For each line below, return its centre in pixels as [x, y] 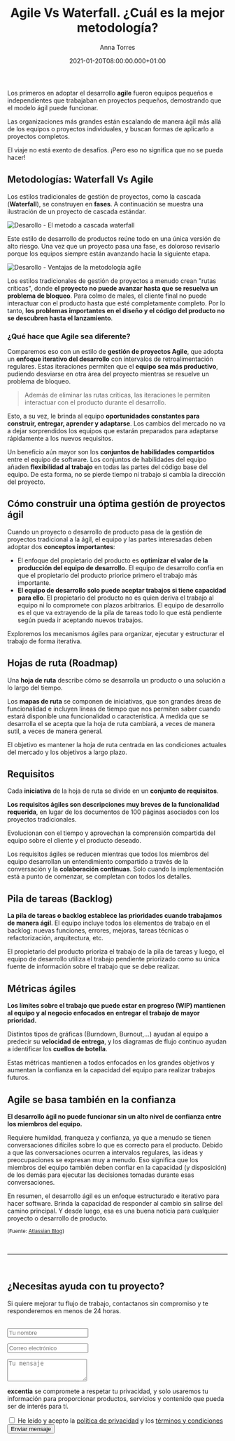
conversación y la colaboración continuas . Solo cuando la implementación [115, 869]
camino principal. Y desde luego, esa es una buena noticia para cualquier [113, 1211]
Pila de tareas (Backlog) [60, 899]
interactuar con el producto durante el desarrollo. [95, 402]
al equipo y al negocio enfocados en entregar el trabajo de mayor [104, 1013]
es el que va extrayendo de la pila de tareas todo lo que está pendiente [120, 612]
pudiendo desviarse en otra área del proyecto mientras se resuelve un [108, 374]
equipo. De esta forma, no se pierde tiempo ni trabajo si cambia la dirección [116, 475]
